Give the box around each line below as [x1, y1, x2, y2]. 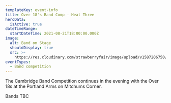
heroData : [5, 17, 26, 22]
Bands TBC [5, 93, 29, 99]
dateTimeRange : [5, 26, 38, 31]
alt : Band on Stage [10, 41, 51, 46]
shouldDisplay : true [10, 45, 53, 50]
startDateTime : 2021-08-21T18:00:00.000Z [10, 31, 99, 36]
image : [5, 36, 19, 41]
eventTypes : [5, 59, 31, 64]
